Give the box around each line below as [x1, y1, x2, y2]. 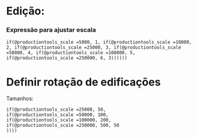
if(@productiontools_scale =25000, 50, [6, 107, 106, 113]
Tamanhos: [6, 95, 34, 102]
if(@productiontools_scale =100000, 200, [6, 117, 112, 123]
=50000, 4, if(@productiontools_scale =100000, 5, [6, 50, 136, 56]
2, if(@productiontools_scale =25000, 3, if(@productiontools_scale [6, 45, 181, 51]
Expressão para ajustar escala [6, 26, 96, 34]
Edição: [6, 4, 45, 18]
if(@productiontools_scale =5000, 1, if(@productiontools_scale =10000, [6, 39, 192, 46]
